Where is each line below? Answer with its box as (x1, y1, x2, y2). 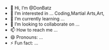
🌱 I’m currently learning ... (10, 16, 65, 21)
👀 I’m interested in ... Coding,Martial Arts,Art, (10, 10, 105, 16)
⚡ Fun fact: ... (10, 40, 38, 46)
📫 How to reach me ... (10, 27, 58, 33)
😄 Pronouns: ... (10, 34, 43, 40)
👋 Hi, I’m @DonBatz (10, 5, 52, 11)
